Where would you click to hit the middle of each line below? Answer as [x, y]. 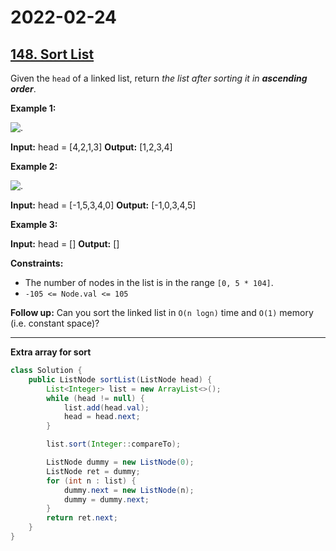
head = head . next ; [102, 417]
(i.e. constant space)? [55, 323]
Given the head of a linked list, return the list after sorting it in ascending [159, 78]
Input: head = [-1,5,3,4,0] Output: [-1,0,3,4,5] [103, 205]
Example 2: [34, 166]
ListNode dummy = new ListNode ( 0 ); [120, 462]
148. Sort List [52, 54]
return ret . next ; [82, 518]
